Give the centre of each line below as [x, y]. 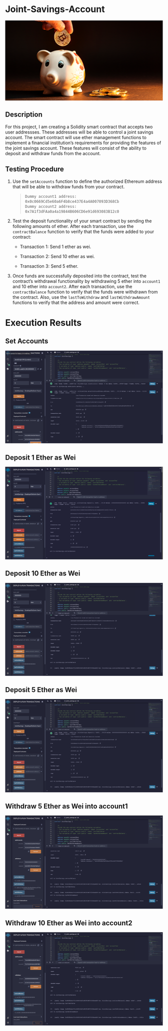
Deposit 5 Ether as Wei [41, 690]
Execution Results [43, 323]
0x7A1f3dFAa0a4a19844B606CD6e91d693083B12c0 [72, 211]
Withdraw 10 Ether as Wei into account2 [69, 923]
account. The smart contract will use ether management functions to [76, 137]
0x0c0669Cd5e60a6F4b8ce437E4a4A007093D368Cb [72, 201]
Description [24, 115]
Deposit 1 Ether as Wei [40, 457]
